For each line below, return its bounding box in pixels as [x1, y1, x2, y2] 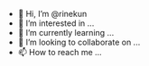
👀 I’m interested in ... [17, 18, 95, 29]
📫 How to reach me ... [17, 47, 102, 57]
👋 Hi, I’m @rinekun [17, 9, 88, 19]
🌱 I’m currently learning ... [17, 28, 115, 37]
